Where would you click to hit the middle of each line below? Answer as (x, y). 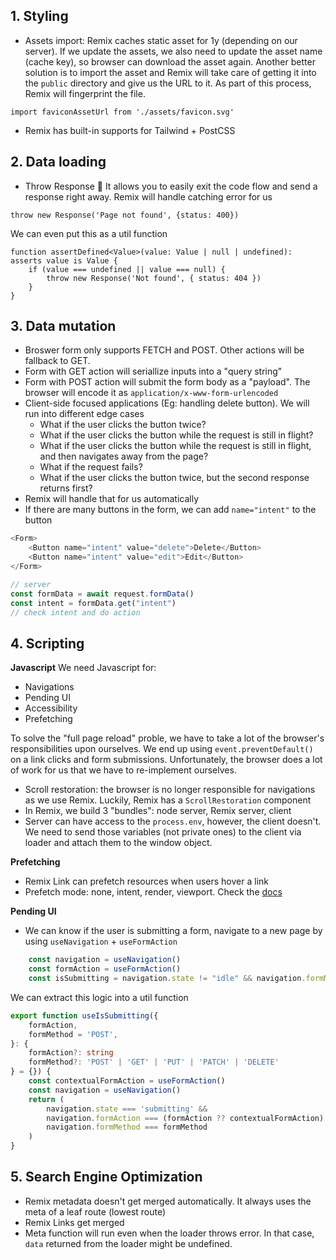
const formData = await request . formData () (102, 594)
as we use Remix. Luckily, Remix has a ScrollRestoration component (168, 800)
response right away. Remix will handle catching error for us (148, 196)
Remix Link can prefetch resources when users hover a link (146, 881)
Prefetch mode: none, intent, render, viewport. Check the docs (153, 892)
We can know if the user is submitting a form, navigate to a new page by (173, 931)
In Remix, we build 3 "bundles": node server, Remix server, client (158, 811)
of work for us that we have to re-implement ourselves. (123, 770)
